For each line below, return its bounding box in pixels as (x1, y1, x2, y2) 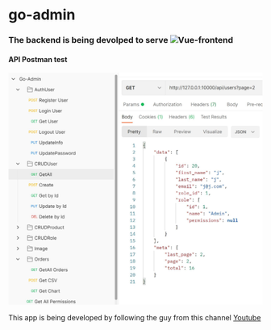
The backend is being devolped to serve (8, 35, 169, 46)
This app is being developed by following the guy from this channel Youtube (8, 312, 261, 322)
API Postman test (8, 54, 68, 64)
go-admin (8, 6, 76, 24)
